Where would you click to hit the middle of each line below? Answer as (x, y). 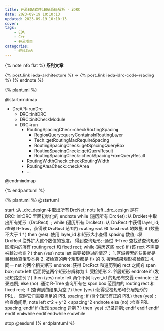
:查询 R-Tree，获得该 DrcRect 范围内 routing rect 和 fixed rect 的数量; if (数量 (82, 228)
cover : (12, 23)
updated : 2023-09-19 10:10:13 (36, 19)
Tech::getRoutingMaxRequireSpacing (71, 140)
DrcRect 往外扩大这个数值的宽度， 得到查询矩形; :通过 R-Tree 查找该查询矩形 (82, 240)
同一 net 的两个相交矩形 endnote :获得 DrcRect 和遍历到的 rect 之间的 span (80, 265)
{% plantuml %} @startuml (32, 200)
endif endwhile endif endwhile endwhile (45, 313)
